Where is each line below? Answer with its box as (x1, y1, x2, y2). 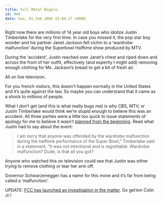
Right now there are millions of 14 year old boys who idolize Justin (5, 30, 137, 35)
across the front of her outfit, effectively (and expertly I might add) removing (5, 59, 158, 66)
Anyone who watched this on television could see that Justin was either (5, 158, 148, 164)
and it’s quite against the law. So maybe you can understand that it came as (5, 88, 156, 95)
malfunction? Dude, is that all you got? (16, 149, 94, 154)
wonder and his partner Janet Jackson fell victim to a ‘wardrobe (5, 40, 133, 46)
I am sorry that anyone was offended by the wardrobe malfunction (16, 133, 149, 139)
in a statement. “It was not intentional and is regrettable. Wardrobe (16, 144, 150, 150)
